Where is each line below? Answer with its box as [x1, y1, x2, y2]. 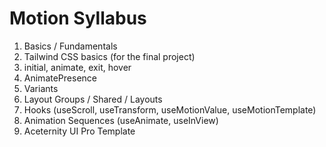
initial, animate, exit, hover [23, 61, 132, 73]
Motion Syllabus [9, 7, 147, 30]
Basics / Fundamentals [23, 40, 118, 52]
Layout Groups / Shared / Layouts [23, 93, 163, 105]
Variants [23, 82, 59, 94]
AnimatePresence [23, 72, 97, 84]
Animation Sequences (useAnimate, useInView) [23, 114, 219, 126]
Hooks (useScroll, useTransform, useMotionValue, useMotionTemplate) [23, 103, 317, 116]
